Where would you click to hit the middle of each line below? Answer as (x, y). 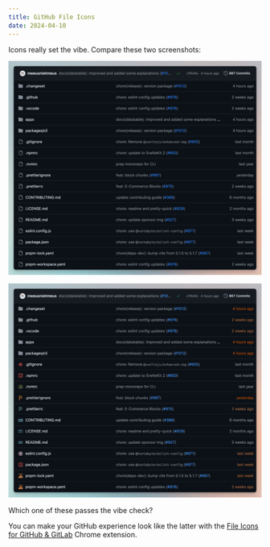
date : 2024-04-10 (37, 25)
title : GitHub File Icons (51, 17)
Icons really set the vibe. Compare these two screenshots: (104, 49)
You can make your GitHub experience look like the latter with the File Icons (133, 526)
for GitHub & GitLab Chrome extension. (73, 535)
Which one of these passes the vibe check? (81, 511)
